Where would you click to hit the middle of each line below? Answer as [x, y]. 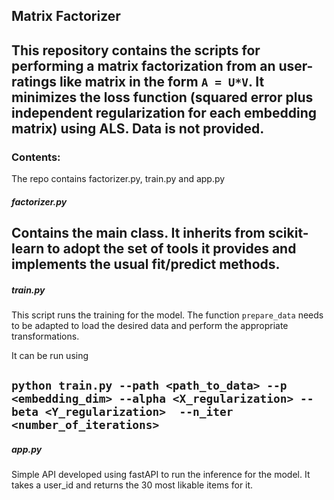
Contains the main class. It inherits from [138, 233]
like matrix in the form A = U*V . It [162, 81]
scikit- [288, 233]
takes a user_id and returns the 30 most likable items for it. [132, 485]
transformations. [45, 336]
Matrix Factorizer [66, 16]
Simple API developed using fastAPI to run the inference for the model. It [161, 475]
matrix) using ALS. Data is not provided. [138, 128]
